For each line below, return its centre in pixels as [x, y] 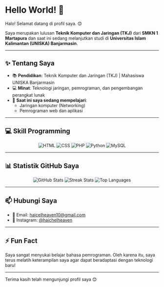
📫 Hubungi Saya [31, 201]
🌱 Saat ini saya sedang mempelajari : [50, 100]
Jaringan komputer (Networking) [52, 105]
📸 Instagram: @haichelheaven [42, 220]
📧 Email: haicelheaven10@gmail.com [49, 215]
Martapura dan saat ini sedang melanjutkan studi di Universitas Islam [76, 38]
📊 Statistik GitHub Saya [42, 166]
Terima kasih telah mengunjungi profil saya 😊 [51, 279]
